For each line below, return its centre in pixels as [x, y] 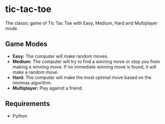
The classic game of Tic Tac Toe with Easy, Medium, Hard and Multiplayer [81, 23]
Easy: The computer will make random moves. [60, 56]
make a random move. [35, 72]
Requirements [27, 104]
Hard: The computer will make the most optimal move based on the [82, 77]
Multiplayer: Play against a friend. [48, 88]
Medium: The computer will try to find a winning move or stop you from [86, 61]
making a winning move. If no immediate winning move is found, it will [84, 66]
